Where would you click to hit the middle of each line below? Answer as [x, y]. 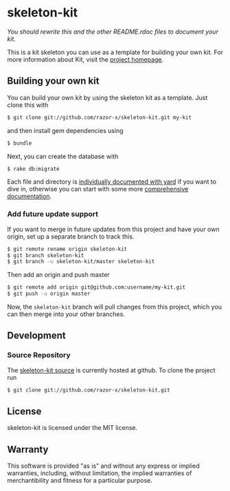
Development [37, 336]
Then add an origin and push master [58, 275]
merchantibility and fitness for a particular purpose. [80, 481]
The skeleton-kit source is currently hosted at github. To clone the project [111, 370]
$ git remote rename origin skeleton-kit [67, 249]
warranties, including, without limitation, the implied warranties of [100, 473]
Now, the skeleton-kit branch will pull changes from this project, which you [114, 307]
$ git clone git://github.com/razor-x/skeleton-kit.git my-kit [100, 117]
